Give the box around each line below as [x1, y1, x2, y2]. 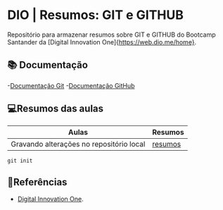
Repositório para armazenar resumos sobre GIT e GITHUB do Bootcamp [7, 30, 216, 39]
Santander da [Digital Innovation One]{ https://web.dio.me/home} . [7, 37, 197, 46]
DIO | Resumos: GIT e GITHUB [7, 7, 184, 23]
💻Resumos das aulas [7, 103, 104, 115]
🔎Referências [7, 176, 68, 188]
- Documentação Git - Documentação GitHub [7, 81, 135, 89]
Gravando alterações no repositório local [11, 139, 146, 149]
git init [7, 157, 33, 164]
